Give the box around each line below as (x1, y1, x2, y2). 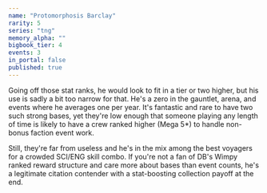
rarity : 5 (8, 19, 42, 27)
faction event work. (30, 128, 94, 137)
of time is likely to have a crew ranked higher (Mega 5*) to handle (8, 119, 225, 128)
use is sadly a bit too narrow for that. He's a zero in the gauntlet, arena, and (8, 93, 257, 104)
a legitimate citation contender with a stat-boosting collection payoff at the (8, 168, 254, 178)
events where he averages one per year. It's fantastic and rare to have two (8, 102, 253, 112)
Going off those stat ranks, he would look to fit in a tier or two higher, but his (8, 85, 259, 95)
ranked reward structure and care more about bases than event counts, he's (8, 160, 260, 170)
